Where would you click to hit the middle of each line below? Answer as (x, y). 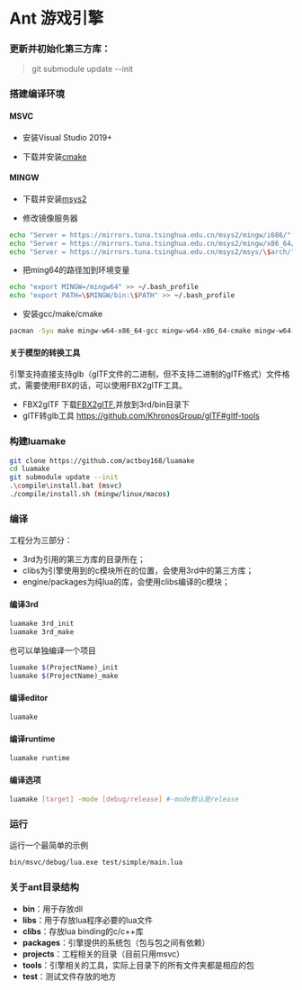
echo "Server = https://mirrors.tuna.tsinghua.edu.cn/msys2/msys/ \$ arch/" (152, 252)
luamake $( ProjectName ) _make (64, 677)
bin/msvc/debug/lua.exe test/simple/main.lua (96, 863)
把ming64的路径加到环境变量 (76, 270)
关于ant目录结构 (44, 887)
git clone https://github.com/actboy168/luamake (102, 460)
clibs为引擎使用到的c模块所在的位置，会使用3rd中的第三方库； (138, 571)
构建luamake (38, 441)
